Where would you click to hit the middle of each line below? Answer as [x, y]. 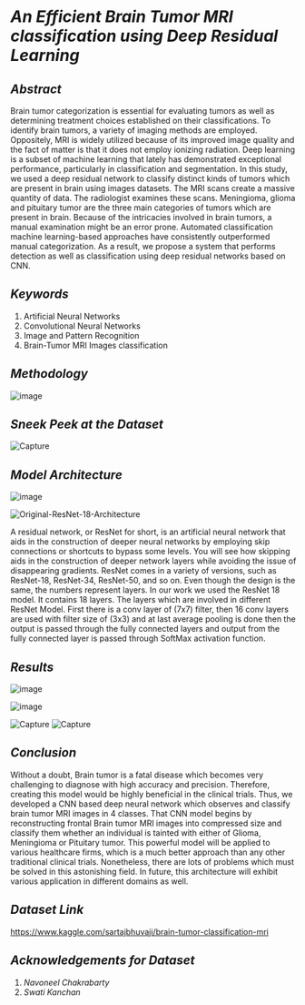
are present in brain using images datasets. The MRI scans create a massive [153, 188]
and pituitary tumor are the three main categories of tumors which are [141, 208]
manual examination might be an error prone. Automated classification [142, 227]
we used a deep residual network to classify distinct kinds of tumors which [150, 178]
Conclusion [44, 753]
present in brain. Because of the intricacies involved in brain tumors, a [141, 217]
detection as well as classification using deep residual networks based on [148, 256]
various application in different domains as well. [99, 881]
